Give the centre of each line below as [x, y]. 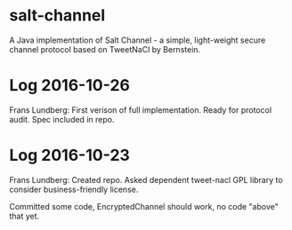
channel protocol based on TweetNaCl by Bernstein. [105, 49]
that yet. [24, 216]
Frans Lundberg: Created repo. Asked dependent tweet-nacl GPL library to [146, 179]
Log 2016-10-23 [70, 155]
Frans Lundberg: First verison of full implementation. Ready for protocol [141, 110]
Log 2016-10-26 [70, 86]
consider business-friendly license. [74, 189]
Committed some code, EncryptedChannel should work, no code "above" [144, 206]
